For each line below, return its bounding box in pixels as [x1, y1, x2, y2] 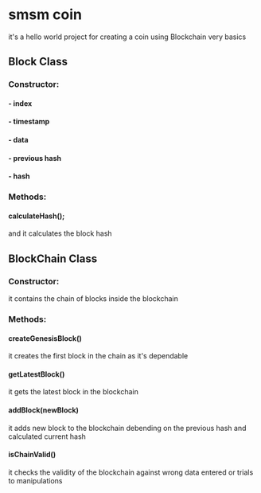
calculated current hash [8, 432, 86, 441]
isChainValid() [8, 450, 56, 460]
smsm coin [8, 6, 82, 24]
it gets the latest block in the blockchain [8, 387, 139, 397]
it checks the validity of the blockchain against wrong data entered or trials [8, 468, 254, 477]
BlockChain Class [8, 252, 98, 265]
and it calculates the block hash [8, 229, 113, 238]
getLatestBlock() [8, 369, 65, 379]
